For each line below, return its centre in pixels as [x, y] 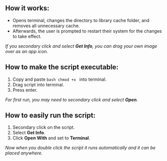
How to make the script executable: [62, 67]
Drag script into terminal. [38, 84]
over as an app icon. [27, 51]
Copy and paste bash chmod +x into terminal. [59, 79]
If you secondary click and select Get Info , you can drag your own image [81, 46]
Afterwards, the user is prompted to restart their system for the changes [87, 31]
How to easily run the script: [50, 116]
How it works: [27, 8]
